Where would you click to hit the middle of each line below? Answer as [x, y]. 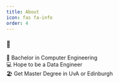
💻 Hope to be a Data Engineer [44, 64]
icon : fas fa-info [29, 18]
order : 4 [17, 23]
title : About [23, 12]
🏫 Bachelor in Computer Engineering [52, 58]
